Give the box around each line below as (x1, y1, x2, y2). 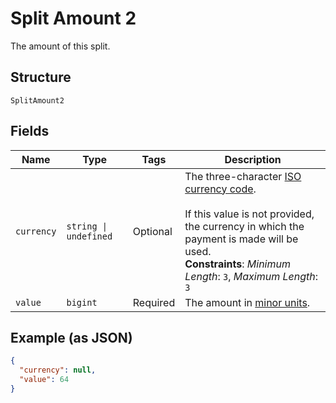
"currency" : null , (19, 365, 97, 376)
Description (224, 152, 282, 166)
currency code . (184, 182, 257, 196)
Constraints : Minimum (184, 257, 291, 271)
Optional (132, 224, 173, 238)
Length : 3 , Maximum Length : (184, 269, 319, 283)
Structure (10, 69, 72, 86)
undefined (66, 230, 113, 242)
